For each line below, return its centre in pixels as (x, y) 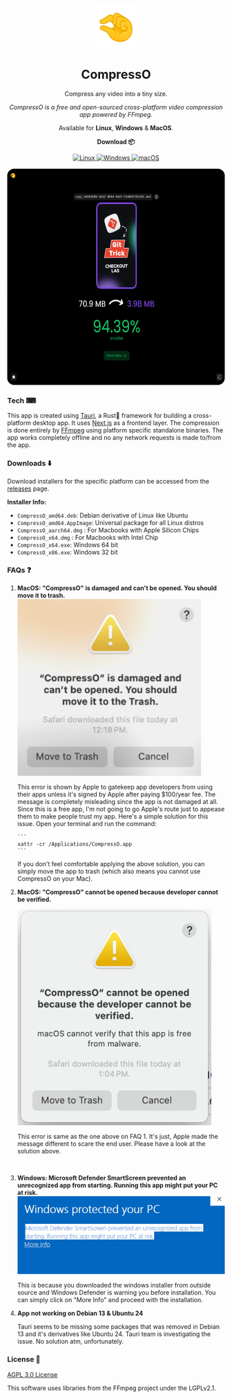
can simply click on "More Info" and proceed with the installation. (110, 1300)
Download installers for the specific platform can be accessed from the (108, 481)
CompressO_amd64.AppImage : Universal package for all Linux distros (110, 522)
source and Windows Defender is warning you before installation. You (116, 1292)
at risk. (27, 1192)
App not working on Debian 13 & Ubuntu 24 (80, 1313)
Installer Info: (27, 502)
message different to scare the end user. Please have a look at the (111, 1144)
